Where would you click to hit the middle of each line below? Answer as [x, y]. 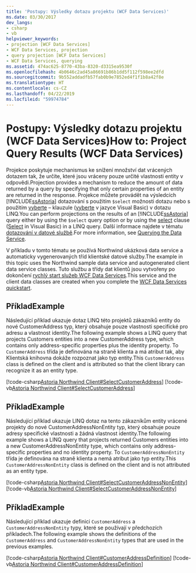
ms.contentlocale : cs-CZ [36, 88]
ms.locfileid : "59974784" [38, 99]
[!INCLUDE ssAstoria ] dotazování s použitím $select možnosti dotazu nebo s [98, 201]
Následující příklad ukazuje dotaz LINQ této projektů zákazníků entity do [93, 320]
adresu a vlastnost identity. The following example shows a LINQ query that [97, 333]
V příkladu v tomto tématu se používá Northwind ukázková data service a [95, 250]
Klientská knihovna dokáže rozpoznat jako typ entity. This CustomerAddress [95, 358]
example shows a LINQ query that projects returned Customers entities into [97, 440]
